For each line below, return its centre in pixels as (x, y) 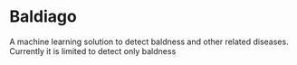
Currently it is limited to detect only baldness (93, 51)
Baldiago (43, 17)
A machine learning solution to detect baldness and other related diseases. (149, 42)
